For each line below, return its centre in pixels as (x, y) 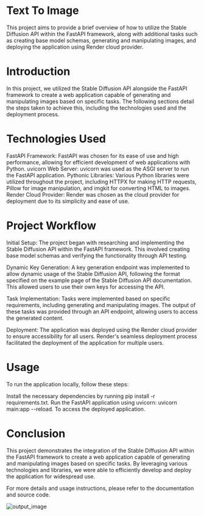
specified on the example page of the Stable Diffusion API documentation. (99, 280)
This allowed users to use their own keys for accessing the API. (86, 286)
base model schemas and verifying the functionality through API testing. (97, 255)
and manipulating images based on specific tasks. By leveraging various (97, 463)
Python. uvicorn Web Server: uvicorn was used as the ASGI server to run (98, 169)
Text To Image (43, 11)
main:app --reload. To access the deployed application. (76, 409)
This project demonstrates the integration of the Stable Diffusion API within (100, 450)
